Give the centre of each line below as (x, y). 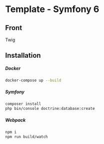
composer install (23, 104)
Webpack (15, 120)
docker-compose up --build (33, 81)
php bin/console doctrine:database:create (50, 109)
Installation (23, 55)
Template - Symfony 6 (52, 9)
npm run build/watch (27, 136)
